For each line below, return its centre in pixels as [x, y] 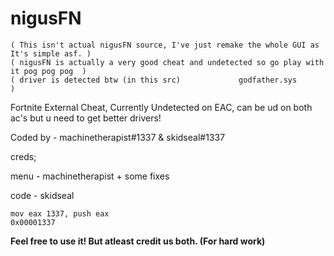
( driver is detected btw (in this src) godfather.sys [154, 80]
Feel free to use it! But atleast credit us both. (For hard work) [138, 241]
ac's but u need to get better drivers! [86, 118]
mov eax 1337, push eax [60, 213]
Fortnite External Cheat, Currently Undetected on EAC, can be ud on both [161, 107]
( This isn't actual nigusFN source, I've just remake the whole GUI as [165, 45]
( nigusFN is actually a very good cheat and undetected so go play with [167, 62]
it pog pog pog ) [48, 71]
